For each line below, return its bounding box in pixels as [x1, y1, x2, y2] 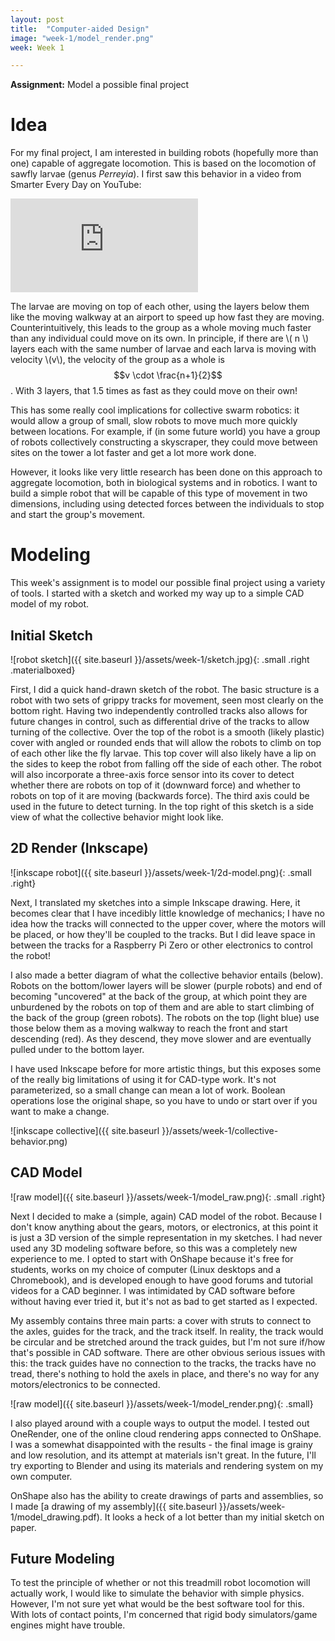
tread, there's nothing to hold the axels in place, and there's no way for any [10, 1367, 320, 1380]
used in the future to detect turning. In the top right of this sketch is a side [10, 800, 314, 812]
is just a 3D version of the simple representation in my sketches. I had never [10, 1231, 323, 1243]
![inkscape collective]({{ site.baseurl [10, 1124, 160, 1136]
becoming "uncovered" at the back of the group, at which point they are [10, 990, 308, 1002]
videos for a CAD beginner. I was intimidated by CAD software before [10, 1284, 296, 1296]
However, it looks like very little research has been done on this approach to [10, 466, 323, 478]
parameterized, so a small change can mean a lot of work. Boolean [10, 1084, 286, 1096]
